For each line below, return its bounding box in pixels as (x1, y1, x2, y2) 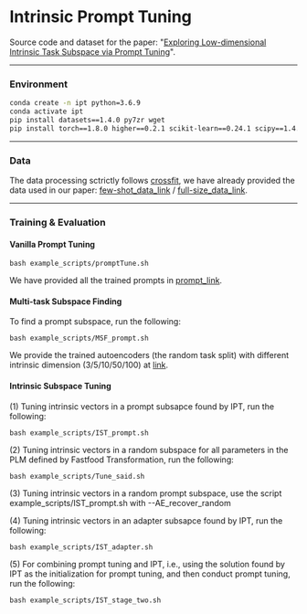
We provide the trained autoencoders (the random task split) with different (9, 350, 290, 361)
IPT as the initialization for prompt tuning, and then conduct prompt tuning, (9, 568, 291, 579)
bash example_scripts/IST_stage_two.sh (9, 596, 162, 605)
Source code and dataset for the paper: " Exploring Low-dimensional (9, 37, 267, 48)
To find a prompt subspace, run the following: (9, 316, 181, 327)
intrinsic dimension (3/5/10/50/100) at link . (9, 359, 169, 371)
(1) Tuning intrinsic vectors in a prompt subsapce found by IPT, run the (9, 400, 275, 412)
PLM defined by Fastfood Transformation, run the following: (9, 454, 235, 465)
